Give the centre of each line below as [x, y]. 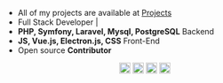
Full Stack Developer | [58, 22]
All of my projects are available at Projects [95, 13]
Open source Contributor [64, 50]
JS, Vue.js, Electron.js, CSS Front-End [88, 41]
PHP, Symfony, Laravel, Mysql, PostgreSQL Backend [116, 31]
